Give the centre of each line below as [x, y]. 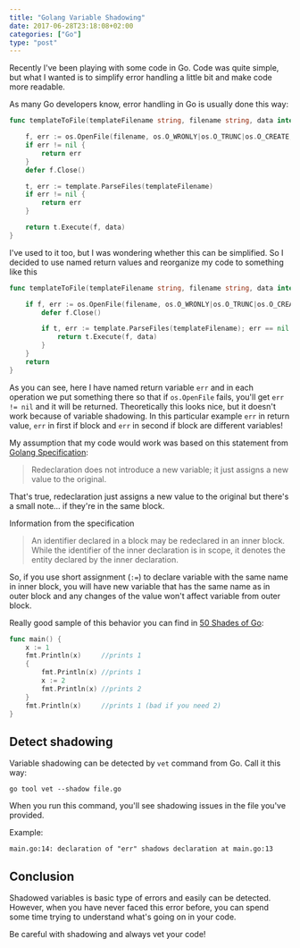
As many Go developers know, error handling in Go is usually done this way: [149, 105]
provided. [27, 816]
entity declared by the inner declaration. [104, 559]
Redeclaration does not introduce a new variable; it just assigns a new [159, 470]
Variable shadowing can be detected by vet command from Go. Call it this [145, 763]
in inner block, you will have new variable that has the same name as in [140, 586]
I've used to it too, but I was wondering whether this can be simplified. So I [146, 252]
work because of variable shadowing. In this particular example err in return [150, 416]
